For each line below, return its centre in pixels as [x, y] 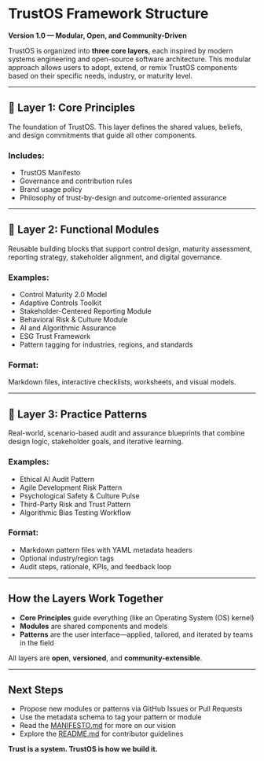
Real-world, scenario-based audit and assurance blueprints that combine [126, 433]
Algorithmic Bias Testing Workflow [75, 513]
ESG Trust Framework [55, 336]
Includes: [26, 156]
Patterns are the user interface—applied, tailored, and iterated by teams [136, 634]
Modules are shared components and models [93, 626]
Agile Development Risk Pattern [71, 487]
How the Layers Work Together [86, 599]
